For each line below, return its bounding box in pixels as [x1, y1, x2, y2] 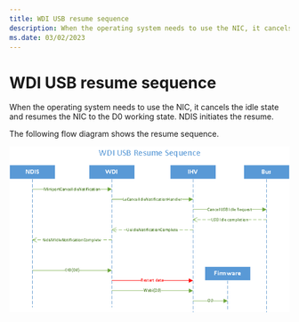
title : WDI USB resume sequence [9, 14, 129, 23]
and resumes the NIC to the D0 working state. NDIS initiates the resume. [9, 111, 274, 122]
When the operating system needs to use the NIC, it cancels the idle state [9, 102, 279, 113]
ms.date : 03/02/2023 [9, 33, 86, 42]
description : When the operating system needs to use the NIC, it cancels [9, 23, 293, 33]
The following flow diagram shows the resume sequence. [9, 129, 220, 140]
